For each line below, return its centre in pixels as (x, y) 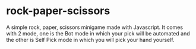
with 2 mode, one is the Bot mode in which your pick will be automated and (98, 33)
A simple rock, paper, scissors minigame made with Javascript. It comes (94, 27)
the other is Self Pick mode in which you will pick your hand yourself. (90, 40)
